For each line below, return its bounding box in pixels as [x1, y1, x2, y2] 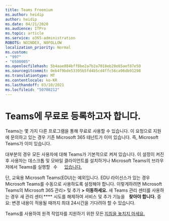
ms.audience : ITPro [5, 26, 46, 31]
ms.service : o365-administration [5, 36, 76, 41]
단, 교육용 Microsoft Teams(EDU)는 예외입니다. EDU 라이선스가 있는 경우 [5, 175, 150, 181]
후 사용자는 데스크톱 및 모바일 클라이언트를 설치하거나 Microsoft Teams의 [5, 157, 150, 164]
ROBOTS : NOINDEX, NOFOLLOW [5, 40, 62, 45]
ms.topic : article [5, 31, 44, 36]
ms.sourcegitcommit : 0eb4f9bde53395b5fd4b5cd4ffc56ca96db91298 [5, 69, 141, 74]
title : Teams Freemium [5, 7, 53, 13]
